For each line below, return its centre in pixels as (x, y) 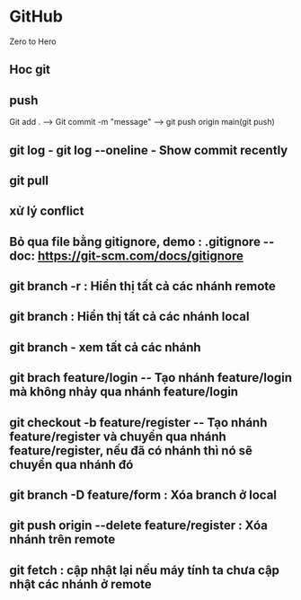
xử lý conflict (47, 212)
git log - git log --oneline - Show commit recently (149, 150)
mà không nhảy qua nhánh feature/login (124, 392)
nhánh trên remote (62, 539)
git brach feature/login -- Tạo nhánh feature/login (151, 378)
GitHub (36, 17)
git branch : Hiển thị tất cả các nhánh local (129, 317)
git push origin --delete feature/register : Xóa (138, 526)
